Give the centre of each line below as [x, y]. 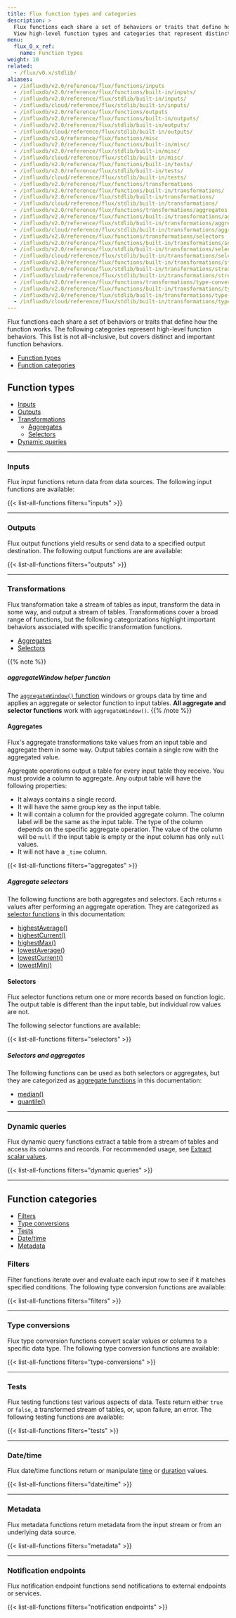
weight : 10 [23, 60]
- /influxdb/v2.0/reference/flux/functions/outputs [91, 112]
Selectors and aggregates [46, 1055]
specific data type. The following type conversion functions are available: [113, 1348]
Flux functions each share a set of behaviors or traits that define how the [112, 322]
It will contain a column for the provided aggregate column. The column [121, 814]
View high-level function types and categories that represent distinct [122, 33]
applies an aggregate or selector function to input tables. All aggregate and [117, 703]
